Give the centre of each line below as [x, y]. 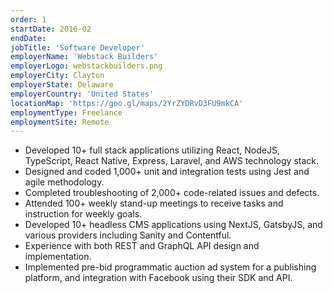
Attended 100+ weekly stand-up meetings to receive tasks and [154, 203]
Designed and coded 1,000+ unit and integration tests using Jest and [167, 172]
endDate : [28, 38]
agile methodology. [64, 182]
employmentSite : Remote [60, 122]
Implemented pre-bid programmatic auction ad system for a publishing [170, 267]
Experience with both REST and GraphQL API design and [142, 246]
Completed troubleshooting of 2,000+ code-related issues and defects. [172, 193]
